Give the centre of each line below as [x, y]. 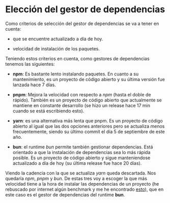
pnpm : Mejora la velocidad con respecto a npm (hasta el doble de [82, 94]
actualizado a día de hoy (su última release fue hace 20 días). [77, 163]
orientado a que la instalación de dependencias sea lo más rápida [81, 152]
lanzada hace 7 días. [34, 85]
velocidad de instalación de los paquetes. [56, 48]
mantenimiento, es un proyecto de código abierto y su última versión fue [89, 79]
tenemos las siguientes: [30, 64]
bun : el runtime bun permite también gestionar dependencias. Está [83, 147]
